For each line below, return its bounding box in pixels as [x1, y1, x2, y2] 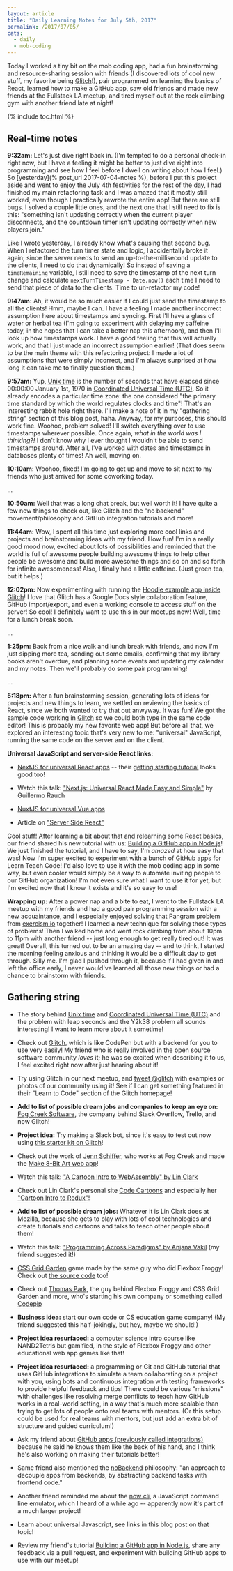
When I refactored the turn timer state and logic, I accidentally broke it [7, 246, 209, 255]
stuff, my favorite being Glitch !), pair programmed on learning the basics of [7, 77, 222, 84]
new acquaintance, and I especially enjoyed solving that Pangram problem [7, 912, 220, 920]
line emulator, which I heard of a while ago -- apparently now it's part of [17, 1499, 224, 1508]
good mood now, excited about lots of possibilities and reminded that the [7, 542, 216, 550]
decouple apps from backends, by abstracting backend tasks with [17, 1471, 207, 1479]
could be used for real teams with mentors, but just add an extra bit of [17, 1414, 218, 1422]
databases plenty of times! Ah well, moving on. [7, 451, 141, 459]
